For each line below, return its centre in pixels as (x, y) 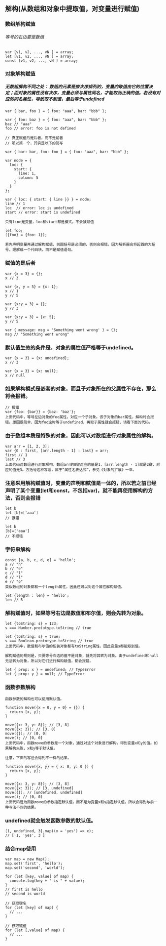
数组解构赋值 (20, 24)
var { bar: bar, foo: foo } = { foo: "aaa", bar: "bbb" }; (67, 152)
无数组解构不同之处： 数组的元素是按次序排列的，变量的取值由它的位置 (77, 87)
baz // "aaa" (18, 124)
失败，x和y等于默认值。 (37, 748)
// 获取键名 (16, 904)
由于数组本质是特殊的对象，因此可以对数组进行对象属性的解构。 (81, 436)
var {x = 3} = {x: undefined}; (37, 358)
